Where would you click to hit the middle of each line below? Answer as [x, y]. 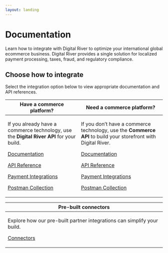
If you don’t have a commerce [116, 124]
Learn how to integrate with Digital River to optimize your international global [84, 48]
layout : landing [22, 10]
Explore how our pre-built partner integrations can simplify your [83, 220]
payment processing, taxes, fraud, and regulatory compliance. [69, 59]
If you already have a [32, 124]
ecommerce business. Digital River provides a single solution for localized [81, 53]
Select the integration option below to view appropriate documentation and [82, 87]
